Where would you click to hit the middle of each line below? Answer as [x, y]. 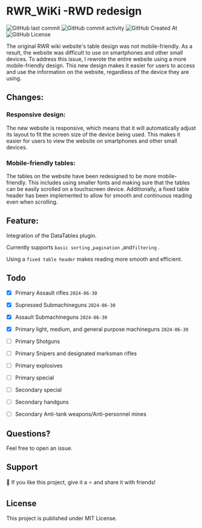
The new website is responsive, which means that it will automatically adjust [101, 128]
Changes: [25, 97]
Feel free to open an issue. [39, 448]
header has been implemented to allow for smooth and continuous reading [99, 195]
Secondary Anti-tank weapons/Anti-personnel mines [81, 414]
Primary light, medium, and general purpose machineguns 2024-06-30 [102, 329]
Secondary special [38, 390]
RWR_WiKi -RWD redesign [74, 11]
